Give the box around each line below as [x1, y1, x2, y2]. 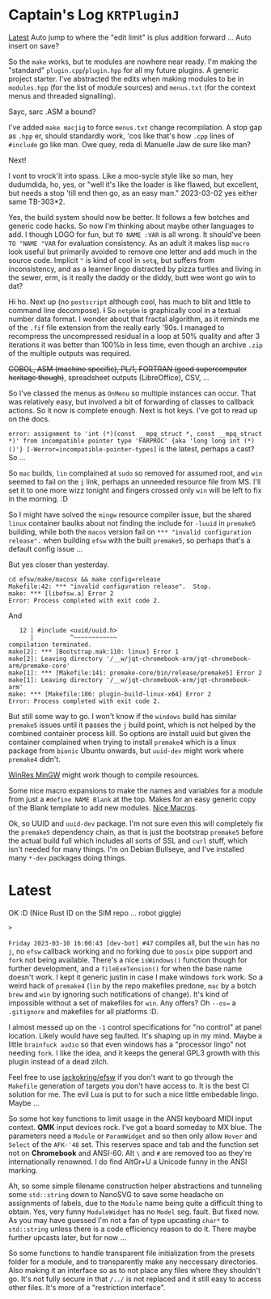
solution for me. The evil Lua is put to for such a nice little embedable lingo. [8, 1090, 259, 1099]
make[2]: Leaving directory [8, 654, 104, 662]
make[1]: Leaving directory [8, 675, 104, 684]
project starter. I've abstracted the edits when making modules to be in [8, 74, 244, 83]
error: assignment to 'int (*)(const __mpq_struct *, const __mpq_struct [8, 429, 263, 438]
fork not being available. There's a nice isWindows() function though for [8, 954, 248, 964]
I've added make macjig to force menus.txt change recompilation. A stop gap [8, 122, 263, 132]
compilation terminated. [8, 641, 92, 649]
